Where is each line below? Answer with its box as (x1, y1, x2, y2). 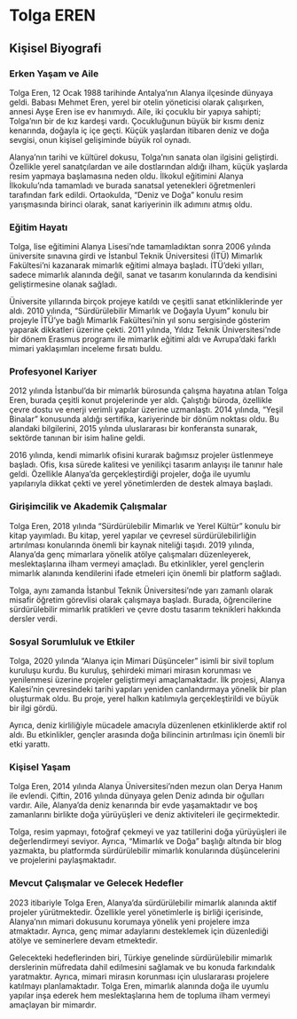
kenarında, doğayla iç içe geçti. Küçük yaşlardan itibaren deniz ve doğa (9, 125, 270, 136)
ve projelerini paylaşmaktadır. (9, 855, 117, 865)
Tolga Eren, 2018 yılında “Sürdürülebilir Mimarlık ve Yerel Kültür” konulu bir (9, 520, 281, 531)
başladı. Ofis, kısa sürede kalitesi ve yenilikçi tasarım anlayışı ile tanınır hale (9, 459, 284, 470)
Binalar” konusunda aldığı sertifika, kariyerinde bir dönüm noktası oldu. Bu (9, 414, 279, 424)
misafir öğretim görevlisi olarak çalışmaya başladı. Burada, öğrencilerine (9, 594, 272, 604)
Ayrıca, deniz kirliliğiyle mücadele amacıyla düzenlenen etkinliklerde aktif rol (9, 720, 287, 731)
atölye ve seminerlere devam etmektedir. (9, 935, 158, 945)
